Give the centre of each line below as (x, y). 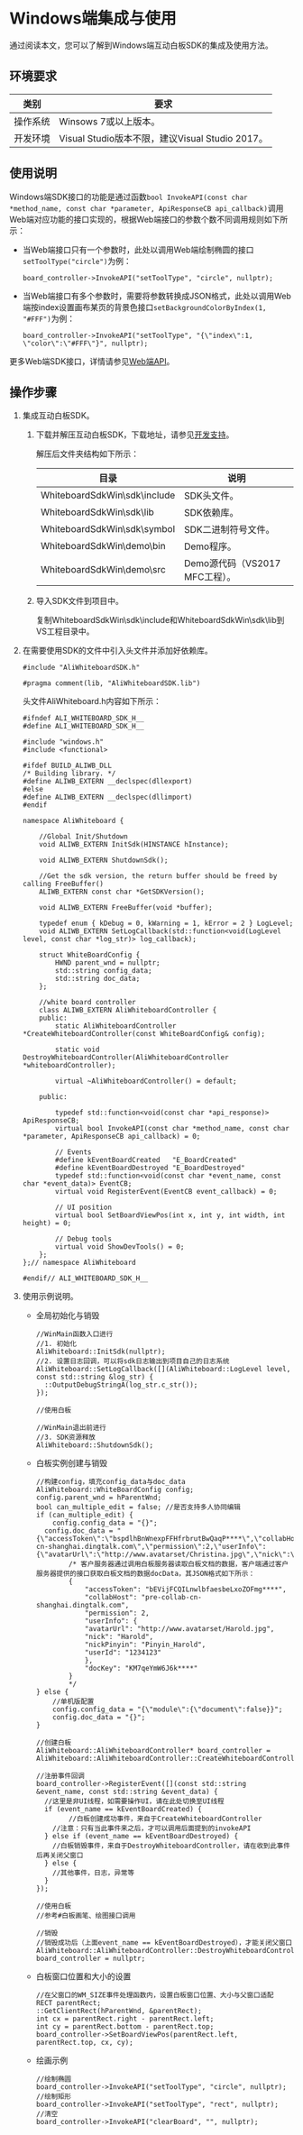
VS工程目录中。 (65, 631)
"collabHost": (111, 1598)
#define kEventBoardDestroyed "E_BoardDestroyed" (150, 1168)
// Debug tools (84, 1239)
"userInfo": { (111, 1621)
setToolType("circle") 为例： (77, 261)
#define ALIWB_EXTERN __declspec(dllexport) (107, 782)
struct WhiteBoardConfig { (90, 955)
